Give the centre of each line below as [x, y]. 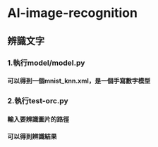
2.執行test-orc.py [38, 101]
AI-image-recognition [72, 13]
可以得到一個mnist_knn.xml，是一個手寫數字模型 [79, 81]
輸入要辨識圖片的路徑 [38, 119]
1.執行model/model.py [46, 63]
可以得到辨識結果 [32, 136]
